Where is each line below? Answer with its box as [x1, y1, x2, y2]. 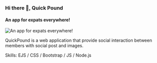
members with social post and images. [5, 43, 84, 49]
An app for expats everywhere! [5, 17, 71, 23]
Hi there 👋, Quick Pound [5, 4, 63, 11]
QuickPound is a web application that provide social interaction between [5, 37, 152, 44]
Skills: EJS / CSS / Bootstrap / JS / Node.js [5, 52, 91, 59]
